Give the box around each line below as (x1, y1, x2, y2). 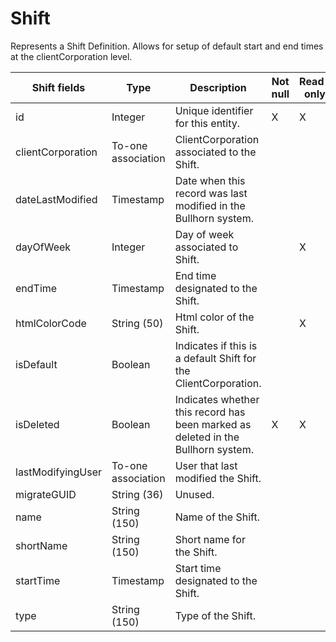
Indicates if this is (174, 338, 258, 352)
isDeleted (15, 417, 60, 431)
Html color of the (174, 310, 255, 324)
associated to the (174, 145, 257, 159)
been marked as (174, 417, 252, 431)
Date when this (174, 173, 246, 187)
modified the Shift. (174, 471, 262, 485)
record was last (174, 186, 248, 200)
